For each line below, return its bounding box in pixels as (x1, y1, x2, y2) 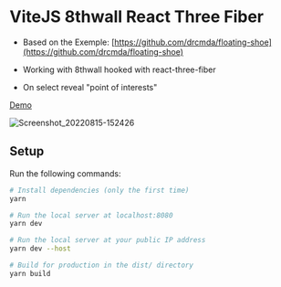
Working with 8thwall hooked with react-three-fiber (22, 64, 216, 75)
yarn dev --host (9, 244, 71, 253)
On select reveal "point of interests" (22, 81, 158, 92)
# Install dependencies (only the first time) (9, 186, 190, 195)
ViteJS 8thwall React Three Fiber (9, 6, 265, 27)
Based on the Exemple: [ (22, 37, 115, 48)
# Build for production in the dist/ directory (9, 260, 194, 270)
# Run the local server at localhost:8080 (9, 210, 173, 220)
